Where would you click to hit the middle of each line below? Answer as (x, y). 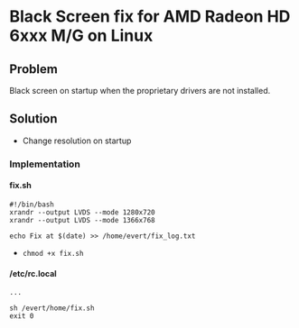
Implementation (45, 164)
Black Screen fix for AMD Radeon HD (150, 17)
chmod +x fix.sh (53, 253)
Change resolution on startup (77, 141)
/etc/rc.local (33, 273)
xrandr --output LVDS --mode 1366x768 (82, 220)
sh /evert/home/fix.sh (52, 308)
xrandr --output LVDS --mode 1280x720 (82, 212)
